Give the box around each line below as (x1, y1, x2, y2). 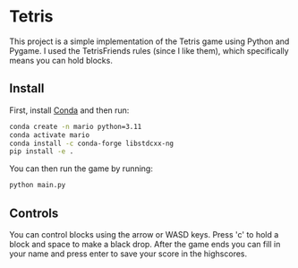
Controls (9, 205, 59, 220)
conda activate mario (9, 130, 90, 140)
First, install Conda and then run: (9, 105, 130, 116)
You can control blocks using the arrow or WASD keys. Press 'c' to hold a (9, 229, 279, 239)
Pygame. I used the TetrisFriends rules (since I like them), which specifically (9, 45, 289, 56)
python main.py (9, 181, 66, 190)
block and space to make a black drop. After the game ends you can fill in (9, 238, 281, 249)
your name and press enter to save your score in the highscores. (9, 248, 248, 259)
